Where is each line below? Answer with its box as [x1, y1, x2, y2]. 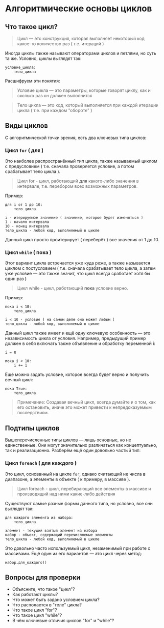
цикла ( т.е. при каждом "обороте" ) [17, 108, 93, 113]
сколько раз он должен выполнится [17, 93, 93, 98]
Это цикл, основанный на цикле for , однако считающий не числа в [5, 471, 146, 477]
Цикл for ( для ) [5, 147, 44, 154]
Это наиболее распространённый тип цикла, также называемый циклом [5, 158, 158, 164]
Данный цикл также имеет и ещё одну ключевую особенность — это [5, 330, 151, 336]
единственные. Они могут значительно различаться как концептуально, [5, 442, 158, 448]
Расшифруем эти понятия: [5, 78, 60, 84]
